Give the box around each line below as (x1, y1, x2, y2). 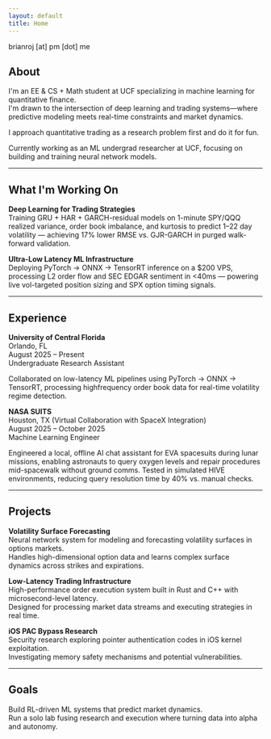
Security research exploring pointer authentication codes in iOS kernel (8, 635, 242, 645)
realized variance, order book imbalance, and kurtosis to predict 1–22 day (8, 221, 252, 231)
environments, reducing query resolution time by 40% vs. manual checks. (8, 473, 254, 483)
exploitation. (8, 643, 50, 653)
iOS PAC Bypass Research (8, 626, 98, 636)
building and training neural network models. (8, 152, 157, 162)
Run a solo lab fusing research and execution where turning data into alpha (8, 712, 258, 723)
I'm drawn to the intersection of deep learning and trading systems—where (8, 103, 258, 113)
